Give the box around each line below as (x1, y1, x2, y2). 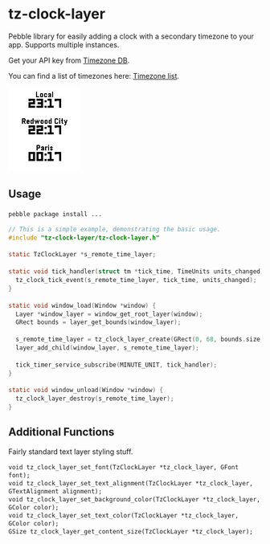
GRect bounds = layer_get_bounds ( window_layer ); (15, 318, 182, 326)
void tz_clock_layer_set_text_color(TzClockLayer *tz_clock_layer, (8, 511, 239, 519)
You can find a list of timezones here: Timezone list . (8, 71, 179, 80)
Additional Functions (8, 425, 115, 439)
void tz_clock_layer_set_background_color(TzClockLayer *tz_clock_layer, (8, 495, 261, 503)
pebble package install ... (8, 210, 103, 218)
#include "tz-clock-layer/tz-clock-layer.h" (8, 234, 160, 242)
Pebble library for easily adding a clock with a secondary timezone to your (8, 31, 255, 41)
